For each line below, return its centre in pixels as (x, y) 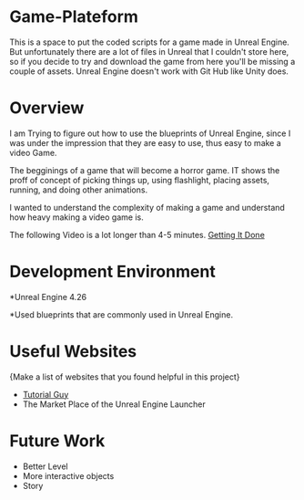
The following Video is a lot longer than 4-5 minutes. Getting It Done (137, 234)
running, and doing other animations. (79, 190)
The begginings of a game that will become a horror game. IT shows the (145, 170)
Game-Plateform (74, 17)
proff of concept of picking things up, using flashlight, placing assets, (140, 180)
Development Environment (112, 272)
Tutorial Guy (46, 394)
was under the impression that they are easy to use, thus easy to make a (146, 142)
